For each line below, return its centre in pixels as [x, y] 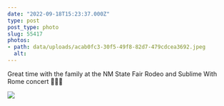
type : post [24, 21]
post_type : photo [33, 27]
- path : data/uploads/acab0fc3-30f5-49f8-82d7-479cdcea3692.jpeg [106, 47]
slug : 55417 [25, 34]
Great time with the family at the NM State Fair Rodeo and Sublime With [112, 74]
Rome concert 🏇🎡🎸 [35, 81]
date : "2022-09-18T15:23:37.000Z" [59, 14]
